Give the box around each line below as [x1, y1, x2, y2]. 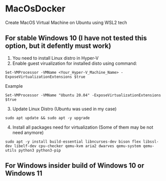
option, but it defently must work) [5, 42, 111, 50]
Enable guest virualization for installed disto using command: [12, 60, 137, 66]
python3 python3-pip [18, 148, 61, 153]
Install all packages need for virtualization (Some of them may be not [12, 124, 154, 130]
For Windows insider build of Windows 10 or [5, 162, 145, 170]
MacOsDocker [5, 3, 66, 14]
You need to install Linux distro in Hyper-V [12, 55, 99, 61]
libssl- [143, 139, 159, 144]
